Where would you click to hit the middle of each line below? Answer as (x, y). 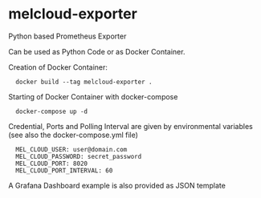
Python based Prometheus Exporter (67, 36)
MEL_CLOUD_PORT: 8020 (52, 164)
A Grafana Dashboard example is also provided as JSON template (117, 185)
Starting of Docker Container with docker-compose (93, 96)
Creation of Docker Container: (58, 67)
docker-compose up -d (52, 111)
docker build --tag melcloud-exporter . (84, 82)
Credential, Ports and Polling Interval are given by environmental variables (130, 126)
